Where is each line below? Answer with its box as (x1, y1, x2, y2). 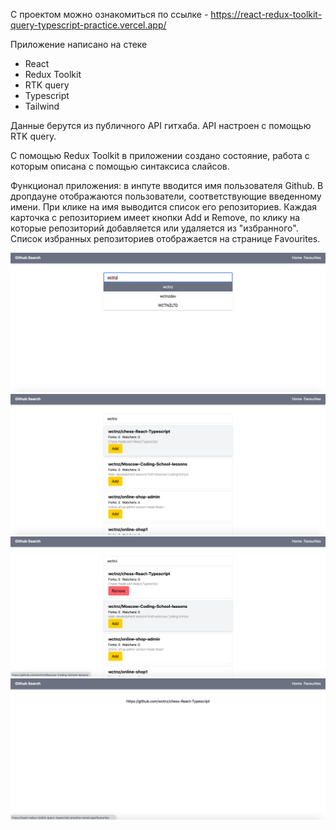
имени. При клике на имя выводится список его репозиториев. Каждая (10, 201, 318, 213)
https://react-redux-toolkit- (210, 9, 323, 20)
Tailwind (24, 100, 60, 112)
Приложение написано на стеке (10, 39, 148, 50)
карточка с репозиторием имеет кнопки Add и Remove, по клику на (10, 212, 301, 223)
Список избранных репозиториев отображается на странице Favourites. (10, 233, 321, 244)
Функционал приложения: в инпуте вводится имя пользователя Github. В (10, 180, 324, 191)
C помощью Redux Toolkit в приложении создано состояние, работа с (10, 150, 310, 161)
